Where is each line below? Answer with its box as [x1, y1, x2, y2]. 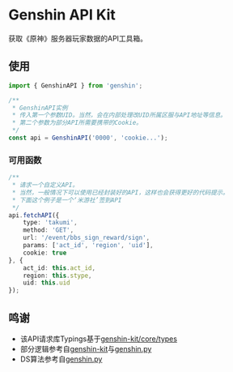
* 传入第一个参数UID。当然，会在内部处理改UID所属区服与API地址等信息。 [11, 111, 227, 119]
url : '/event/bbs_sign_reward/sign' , [23, 233, 150, 242]
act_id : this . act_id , [23, 263, 95, 272]
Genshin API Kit [8, 6, 116, 24]
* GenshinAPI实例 [11, 104, 68, 112]
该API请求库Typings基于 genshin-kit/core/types [19, 334, 178, 344]
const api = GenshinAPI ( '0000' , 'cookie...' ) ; [8, 134, 168, 142]
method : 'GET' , [23, 226, 74, 234]
